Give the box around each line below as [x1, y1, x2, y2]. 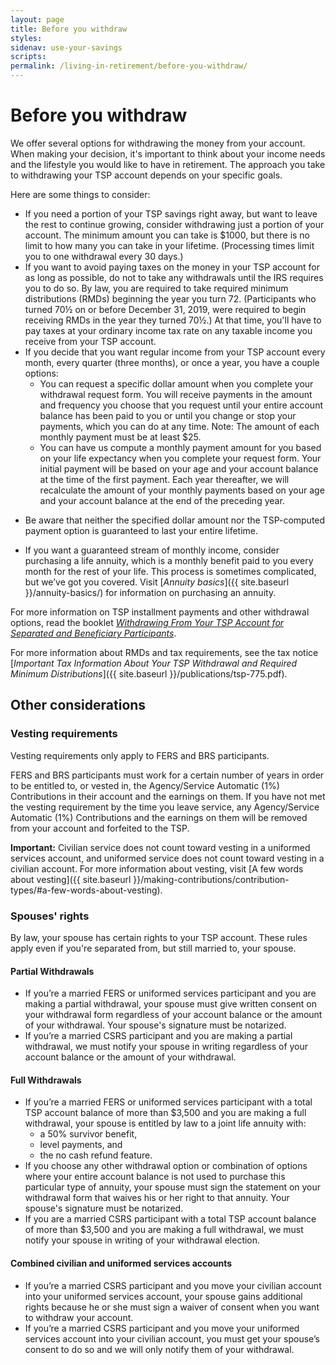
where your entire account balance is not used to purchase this [24, 1171, 286, 1183]
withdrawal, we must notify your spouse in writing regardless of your [24, 1041, 309, 1053]
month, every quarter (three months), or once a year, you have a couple [24, 356, 320, 368]
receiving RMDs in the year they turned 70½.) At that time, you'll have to [24, 314, 322, 326]
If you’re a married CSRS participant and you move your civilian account [24, 1279, 322, 1291]
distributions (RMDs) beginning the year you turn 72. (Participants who [24, 292, 317, 305]
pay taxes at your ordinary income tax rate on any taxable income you [24, 324, 313, 336]
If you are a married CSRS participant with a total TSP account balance [24, 1213, 317, 1225]
